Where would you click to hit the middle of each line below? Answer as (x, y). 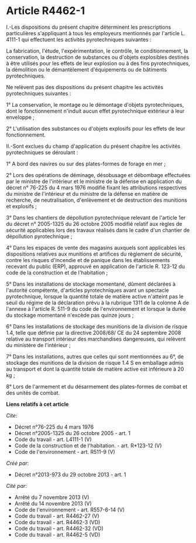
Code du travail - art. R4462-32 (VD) (59, 528)
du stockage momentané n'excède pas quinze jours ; (70, 315)
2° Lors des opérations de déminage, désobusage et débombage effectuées (98, 175)
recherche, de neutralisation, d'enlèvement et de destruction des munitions (97, 200)
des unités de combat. (33, 393)
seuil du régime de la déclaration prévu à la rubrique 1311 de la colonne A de (97, 303)
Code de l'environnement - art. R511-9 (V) (65, 452)
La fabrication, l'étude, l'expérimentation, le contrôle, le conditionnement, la (97, 50)
